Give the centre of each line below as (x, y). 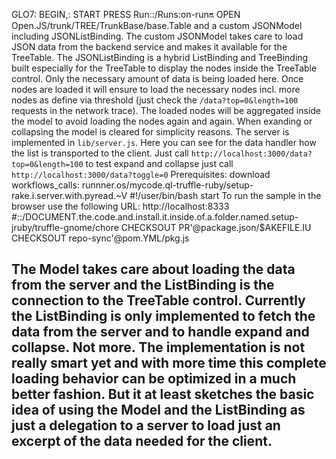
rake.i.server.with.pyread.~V (69, 195)
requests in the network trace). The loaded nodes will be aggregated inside (166, 110)
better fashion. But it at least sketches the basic (163, 394)
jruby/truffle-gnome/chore (65, 227)
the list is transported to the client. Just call (100, 153)
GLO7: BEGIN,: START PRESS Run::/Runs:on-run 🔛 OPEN (126, 14)
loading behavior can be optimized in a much (154, 379)
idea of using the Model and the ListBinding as (158, 410)
